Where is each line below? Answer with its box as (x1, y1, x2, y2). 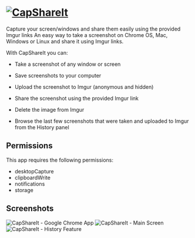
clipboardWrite (14, 174, 51, 181)
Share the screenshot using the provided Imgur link (14, 95, 139, 102)
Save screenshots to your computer (14, 72, 102, 79)
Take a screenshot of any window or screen (14, 61, 121, 68)
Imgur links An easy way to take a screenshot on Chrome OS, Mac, (6, 31, 168, 38)
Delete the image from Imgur (14, 106, 85, 113)
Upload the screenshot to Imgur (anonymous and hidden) (14, 83, 154, 90)
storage (14, 186, 33, 193)
